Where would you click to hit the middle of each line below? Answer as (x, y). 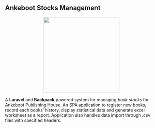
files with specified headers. (33, 120)
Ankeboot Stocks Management (53, 8)
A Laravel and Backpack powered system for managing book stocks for (77, 99)
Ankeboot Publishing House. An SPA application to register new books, (76, 105)
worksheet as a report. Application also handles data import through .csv (78, 115)
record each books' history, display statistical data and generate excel (75, 110)
